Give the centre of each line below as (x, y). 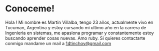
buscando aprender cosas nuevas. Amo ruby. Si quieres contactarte (75, 38)
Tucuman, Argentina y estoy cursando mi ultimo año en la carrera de (76, 27)
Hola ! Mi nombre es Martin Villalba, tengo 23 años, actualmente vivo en (79, 22)
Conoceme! (30, 9)
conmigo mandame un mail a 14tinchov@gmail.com (58, 43)
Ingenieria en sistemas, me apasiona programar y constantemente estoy (79, 33)
